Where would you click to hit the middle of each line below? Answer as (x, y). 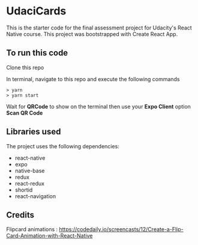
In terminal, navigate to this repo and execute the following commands (93, 79)
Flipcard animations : (32, 229)
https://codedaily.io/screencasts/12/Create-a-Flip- (121, 229)
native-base (30, 171)
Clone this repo (25, 67)
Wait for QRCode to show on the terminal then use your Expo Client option (98, 106)
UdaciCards (36, 11)
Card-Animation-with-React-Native (49, 236)
